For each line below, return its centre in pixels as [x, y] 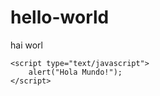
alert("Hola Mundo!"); [75, 72]
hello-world [60, 17]
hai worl [26, 45]
